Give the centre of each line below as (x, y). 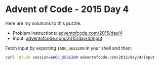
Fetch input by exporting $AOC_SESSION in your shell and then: (69, 48)
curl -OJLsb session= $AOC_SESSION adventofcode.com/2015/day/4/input (80, 57)
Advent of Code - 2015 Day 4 (67, 9)
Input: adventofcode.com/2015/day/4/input (57, 38)
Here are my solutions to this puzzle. (44, 23)
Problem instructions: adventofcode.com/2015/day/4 (68, 33)
